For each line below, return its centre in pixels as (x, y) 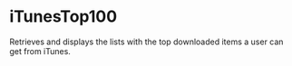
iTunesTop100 (63, 17)
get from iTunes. (40, 51)
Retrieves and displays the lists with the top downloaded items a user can (146, 42)
